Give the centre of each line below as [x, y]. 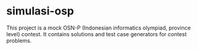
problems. [19, 40]
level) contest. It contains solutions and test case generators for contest [97, 34]
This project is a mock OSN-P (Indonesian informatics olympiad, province [99, 28]
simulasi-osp [40, 11]
